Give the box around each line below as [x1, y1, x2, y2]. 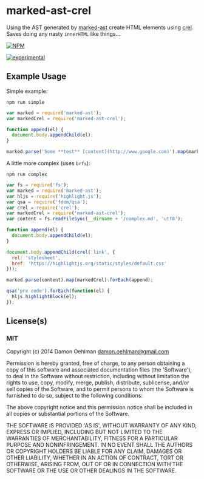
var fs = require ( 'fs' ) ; [6, 182, 69, 188]
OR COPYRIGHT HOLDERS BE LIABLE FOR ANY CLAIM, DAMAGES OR [6, 447, 182, 455]
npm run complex [6, 171, 47, 177]
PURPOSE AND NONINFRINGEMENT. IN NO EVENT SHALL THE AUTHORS [6, 441, 193, 449]
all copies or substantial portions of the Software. [6, 410, 129, 418]
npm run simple [6, 99, 45, 105]
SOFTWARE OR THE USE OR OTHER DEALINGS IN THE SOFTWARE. [6, 467, 177, 474]
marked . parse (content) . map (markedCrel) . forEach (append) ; [6, 277, 154, 283]
